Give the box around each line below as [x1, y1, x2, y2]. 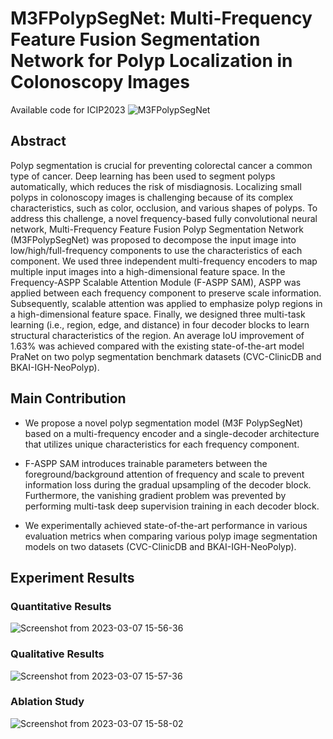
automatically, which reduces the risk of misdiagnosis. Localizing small [10, 180, 302, 192]
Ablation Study [10, 695, 85, 709]
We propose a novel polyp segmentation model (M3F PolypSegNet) [24, 417, 304, 429]
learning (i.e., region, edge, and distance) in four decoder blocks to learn [10, 318, 310, 331]
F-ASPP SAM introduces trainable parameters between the [24, 457, 268, 469]
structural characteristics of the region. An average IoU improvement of [10, 329, 305, 341]
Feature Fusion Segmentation [10, 28, 261, 51]
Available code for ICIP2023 [10, 103, 126, 116]
